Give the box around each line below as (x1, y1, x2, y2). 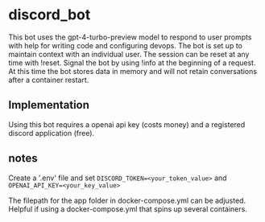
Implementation (8, 98, 90, 112)
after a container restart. (8, 75, 89, 84)
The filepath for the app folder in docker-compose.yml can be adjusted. (8, 195, 246, 205)
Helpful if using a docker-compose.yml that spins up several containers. (8, 203, 247, 214)
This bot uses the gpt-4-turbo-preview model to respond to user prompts (8, 32, 252, 42)
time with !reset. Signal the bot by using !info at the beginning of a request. (8, 58, 256, 68)
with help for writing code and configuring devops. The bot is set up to (8, 40, 243, 50)
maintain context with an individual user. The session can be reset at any (8, 49, 250, 59)
